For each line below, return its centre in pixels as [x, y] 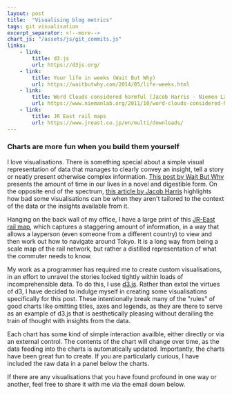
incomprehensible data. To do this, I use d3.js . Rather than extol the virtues [114, 284]
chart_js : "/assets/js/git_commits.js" [65, 39]
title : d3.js [51, 59]
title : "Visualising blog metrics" [60, 20]
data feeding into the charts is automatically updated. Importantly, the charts [116, 349]
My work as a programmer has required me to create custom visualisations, [115, 269]
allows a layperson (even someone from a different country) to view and [110, 234]
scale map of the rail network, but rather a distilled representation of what [112, 249]
